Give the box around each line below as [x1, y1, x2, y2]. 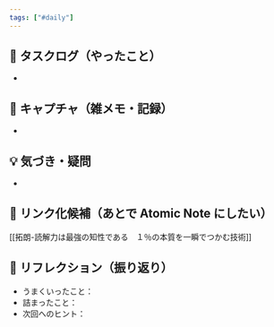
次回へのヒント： [21, 308, 86, 319]
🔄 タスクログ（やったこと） [9, 48, 161, 64]
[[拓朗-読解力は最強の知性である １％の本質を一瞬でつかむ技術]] [9, 231, 253, 242]
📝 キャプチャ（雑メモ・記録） [9, 100, 173, 116]
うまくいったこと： [21, 286, 94, 297]
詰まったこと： [21, 297, 78, 307]
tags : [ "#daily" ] [9, 13, 74, 22]
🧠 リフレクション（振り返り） [9, 261, 173, 276]
